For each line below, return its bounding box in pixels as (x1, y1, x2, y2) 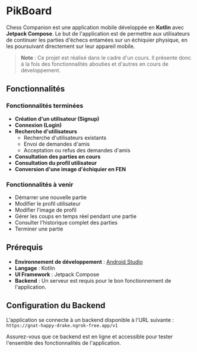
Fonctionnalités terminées (6, 102, 84, 110)
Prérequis (6, 242, 43, 252)
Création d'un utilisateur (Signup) (14, 115, 100, 122)
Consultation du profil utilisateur (14, 159, 97, 167)
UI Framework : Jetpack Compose (14, 271, 100, 278)
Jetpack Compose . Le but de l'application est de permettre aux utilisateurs (6, 30, 190, 37)
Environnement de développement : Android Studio (14, 258, 144, 265)
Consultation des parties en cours (14, 153, 101, 160)
